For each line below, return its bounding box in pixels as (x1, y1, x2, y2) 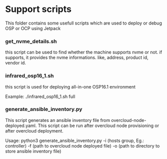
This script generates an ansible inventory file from (5, 117, 110, 123)
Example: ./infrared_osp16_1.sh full (5, 93, 75, 99)
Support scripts (5, 3, 71, 15)
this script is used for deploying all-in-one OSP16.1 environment (5, 83, 136, 89)
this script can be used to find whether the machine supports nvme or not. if (5, 49, 162, 55)
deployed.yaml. (5, 122, 37, 128)
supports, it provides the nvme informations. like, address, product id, (5, 54, 148, 60)
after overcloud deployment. (5, 127, 63, 133)
